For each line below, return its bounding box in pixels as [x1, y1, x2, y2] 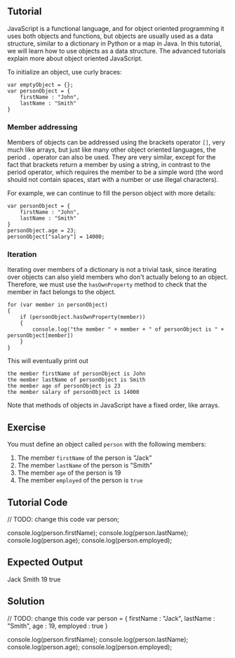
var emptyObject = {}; [7, 81, 74, 88]
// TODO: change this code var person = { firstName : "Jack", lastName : [7, 614, 215, 622]
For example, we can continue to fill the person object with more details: [7, 189, 216, 197]
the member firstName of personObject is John [7, 370, 146, 378]
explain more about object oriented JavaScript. [7, 54, 143, 62]
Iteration [7, 249, 37, 259]
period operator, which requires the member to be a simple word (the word [7, 168, 223, 176]
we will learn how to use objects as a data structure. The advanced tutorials [7, 46, 226, 55]
